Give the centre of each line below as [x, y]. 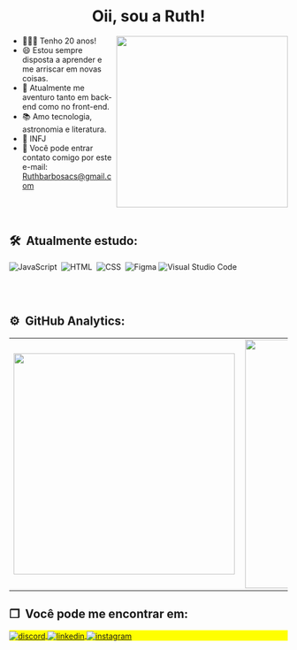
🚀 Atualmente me [53, 88]
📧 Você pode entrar [57, 148]
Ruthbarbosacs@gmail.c [67, 176]
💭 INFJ [34, 138]
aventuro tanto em [55, 97]
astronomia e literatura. [64, 129]
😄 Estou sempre [52, 50]
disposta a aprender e [62, 59]
